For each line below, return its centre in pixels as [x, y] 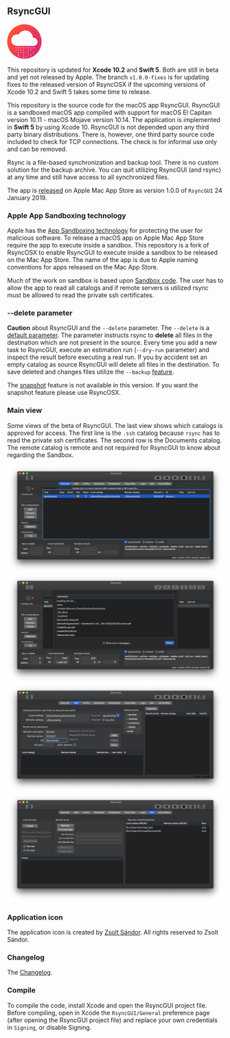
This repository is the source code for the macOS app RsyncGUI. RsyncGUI [114, 105]
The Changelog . [30, 973]
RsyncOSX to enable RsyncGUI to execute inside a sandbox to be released [113, 253]
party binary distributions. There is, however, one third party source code [111, 134]
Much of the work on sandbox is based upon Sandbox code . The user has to [115, 281]
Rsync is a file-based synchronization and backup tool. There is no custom [113, 162]
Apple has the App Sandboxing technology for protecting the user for [105, 231]
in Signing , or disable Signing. [49, 1027]
